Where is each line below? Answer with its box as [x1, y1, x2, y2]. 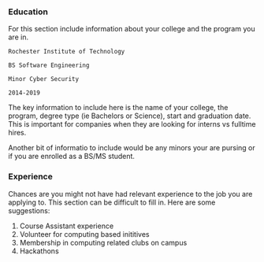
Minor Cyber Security [8, 76, 80, 83]
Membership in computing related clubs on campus [19, 238, 188, 247]
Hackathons [19, 246, 59, 256]
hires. [8, 128, 27, 138]
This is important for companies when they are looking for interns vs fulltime [8, 120, 256, 129]
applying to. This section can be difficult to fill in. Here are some [8, 197, 216, 207]
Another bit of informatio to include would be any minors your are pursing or [8, 143, 256, 153]
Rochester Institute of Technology [8, 48, 125, 56]
